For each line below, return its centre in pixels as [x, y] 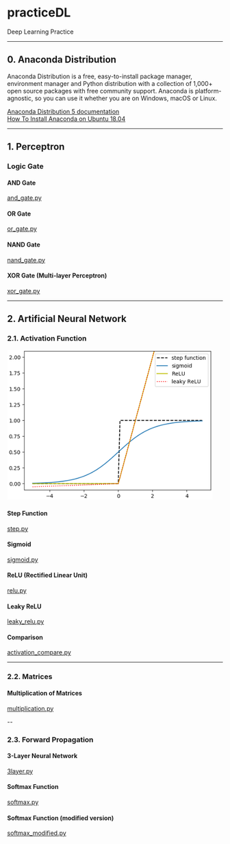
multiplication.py [30, 708]
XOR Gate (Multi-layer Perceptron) [57, 275]
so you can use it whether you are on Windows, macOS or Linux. [126, 98]
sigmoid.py [23, 559]
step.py [18, 528]
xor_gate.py [24, 290]
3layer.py [20, 771]
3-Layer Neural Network [42, 756]
